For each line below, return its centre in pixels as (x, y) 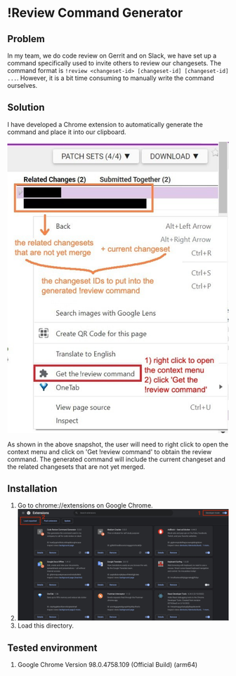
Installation (32, 488)
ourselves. (22, 85)
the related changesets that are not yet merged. (76, 466)
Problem (26, 39)
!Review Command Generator (95, 13)
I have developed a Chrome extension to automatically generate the (105, 124)
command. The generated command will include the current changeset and (117, 459)
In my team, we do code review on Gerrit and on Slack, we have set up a (112, 55)
